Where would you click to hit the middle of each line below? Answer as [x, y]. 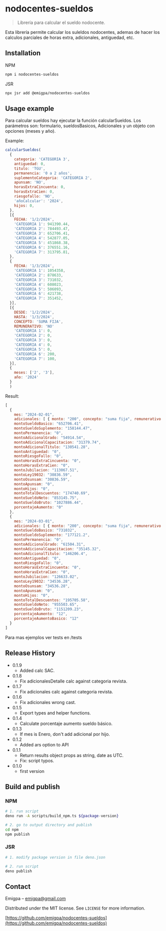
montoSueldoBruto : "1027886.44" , [49, 503]
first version [32, 771]
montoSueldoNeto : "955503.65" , [46, 605]
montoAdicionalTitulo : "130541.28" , [52, 447]
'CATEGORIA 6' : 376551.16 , [42, 247]
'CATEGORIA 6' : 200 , [35, 354]
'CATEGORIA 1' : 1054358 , [40, 271]
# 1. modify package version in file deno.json [55, 857]
